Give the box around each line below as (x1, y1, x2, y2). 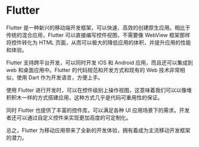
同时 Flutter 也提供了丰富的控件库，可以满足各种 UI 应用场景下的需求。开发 (6, 107, 190, 114)
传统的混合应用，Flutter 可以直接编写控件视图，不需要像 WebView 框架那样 (6, 31, 191, 39)
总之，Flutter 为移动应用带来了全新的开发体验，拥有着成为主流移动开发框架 (6, 126, 191, 134)
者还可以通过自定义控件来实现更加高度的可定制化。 (6, 114, 132, 121)
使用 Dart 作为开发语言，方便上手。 (16, 74, 103, 81)
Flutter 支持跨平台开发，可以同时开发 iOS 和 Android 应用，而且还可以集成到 (6, 59, 194, 66)
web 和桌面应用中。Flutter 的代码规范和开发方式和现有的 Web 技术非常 (6, 66, 180, 73)
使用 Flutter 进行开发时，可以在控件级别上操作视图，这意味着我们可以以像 (6, 86, 187, 93)
